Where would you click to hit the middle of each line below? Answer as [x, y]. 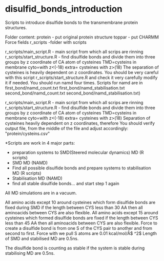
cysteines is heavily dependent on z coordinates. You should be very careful [82, 72]
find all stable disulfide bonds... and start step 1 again [66, 183]
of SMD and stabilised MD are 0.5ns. [42, 238]
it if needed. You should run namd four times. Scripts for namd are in [74, 83]
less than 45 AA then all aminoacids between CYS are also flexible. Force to [81, 223]
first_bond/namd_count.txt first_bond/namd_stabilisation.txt [65, 88]
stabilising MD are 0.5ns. [30, 253]
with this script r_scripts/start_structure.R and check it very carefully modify [81, 77]
